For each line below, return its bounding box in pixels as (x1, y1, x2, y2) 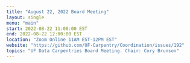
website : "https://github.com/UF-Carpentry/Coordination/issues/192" (6, 43, 185, 49)
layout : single (6, 14, 45, 20)
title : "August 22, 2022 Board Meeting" (6, 8, 110, 15)
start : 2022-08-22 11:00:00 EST (6, 25, 87, 32)
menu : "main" (6, 20, 39, 26)
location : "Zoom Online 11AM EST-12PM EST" (6, 37, 118, 43)
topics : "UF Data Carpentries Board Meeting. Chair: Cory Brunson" (6, 48, 180, 54)
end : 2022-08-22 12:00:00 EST (6, 31, 83, 37)
